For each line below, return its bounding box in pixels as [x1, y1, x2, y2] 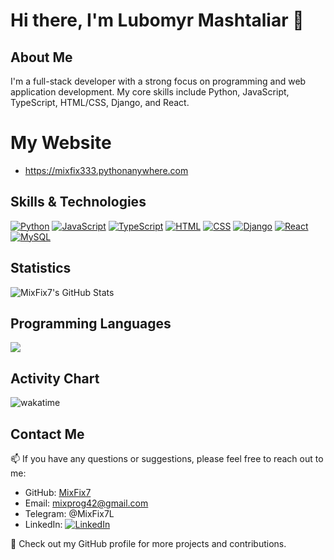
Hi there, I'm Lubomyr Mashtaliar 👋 [10, 9, 305, 32]
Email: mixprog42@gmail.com [24, 497, 149, 509]
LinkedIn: [24, 519, 63, 530]
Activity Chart [10, 370, 100, 387]
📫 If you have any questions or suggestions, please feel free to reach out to [10, 453, 324, 464]
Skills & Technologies [10, 194, 147, 211]
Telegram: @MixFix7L [24, 508, 115, 519]
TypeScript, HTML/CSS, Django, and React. [10, 97, 190, 108]
